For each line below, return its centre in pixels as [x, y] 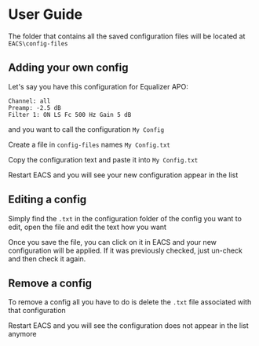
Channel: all [29, 101]
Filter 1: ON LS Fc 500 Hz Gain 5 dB [70, 115]
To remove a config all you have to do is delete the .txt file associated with [130, 302]
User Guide [46, 15]
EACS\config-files [38, 44]
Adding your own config [68, 68]
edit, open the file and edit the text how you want [88, 227]
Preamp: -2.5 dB [35, 107]
